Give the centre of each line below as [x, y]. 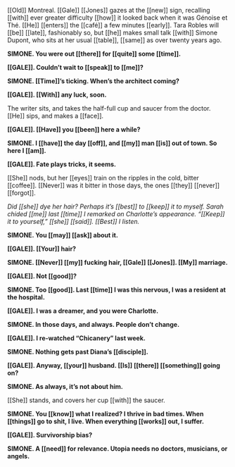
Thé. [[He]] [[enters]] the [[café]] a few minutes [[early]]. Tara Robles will [113, 25]
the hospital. [26, 297]
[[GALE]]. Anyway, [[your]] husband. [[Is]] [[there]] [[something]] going [114, 365]
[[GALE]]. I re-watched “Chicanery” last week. [77, 338]
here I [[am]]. [27, 150]
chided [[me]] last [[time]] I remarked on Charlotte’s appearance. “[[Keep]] [116, 214]
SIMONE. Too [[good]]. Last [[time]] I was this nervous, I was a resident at [117, 289]
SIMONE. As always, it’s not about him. [65, 386]
